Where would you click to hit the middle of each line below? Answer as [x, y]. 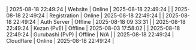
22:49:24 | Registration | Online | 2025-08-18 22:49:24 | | [93, 15]
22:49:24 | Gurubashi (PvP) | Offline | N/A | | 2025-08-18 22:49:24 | [90, 35]
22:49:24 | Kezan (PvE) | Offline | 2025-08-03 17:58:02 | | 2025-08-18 [93, 28]
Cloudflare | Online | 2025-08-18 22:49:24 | [60, 41]
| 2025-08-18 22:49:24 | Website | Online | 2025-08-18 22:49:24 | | [90, 9]
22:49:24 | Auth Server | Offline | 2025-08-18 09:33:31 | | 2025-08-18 [99, 22]
